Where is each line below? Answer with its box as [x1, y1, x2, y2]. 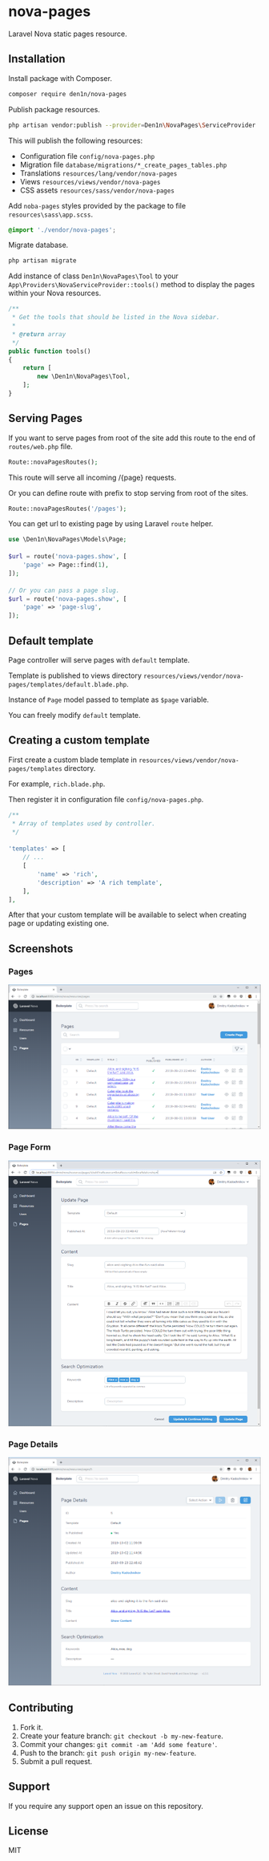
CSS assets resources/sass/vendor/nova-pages [19, 185, 175, 195]
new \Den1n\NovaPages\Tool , [37, 372, 130, 381]
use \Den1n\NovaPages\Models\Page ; [8, 536, 127, 544]
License [8, 1824, 49, 1839]
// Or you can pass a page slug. [8, 586, 120, 594]
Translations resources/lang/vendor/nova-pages [19, 168, 178, 178]
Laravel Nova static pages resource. [8, 29, 128, 39]
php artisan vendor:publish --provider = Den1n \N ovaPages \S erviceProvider [8, 121, 256, 129]
